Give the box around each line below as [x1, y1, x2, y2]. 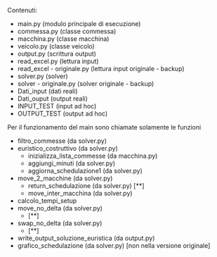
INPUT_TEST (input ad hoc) [17, 102, 97, 110]
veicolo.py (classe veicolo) [17, 42, 95, 50]
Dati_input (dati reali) [17, 87, 78, 95]
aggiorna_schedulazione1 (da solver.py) [27, 167, 143, 175]
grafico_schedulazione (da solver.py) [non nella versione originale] [17, 242, 211, 249]
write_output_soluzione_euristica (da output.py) [17, 234, 155, 242]
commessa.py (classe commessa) [17, 27, 117, 35]
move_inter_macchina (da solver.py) [27, 189, 133, 197]
